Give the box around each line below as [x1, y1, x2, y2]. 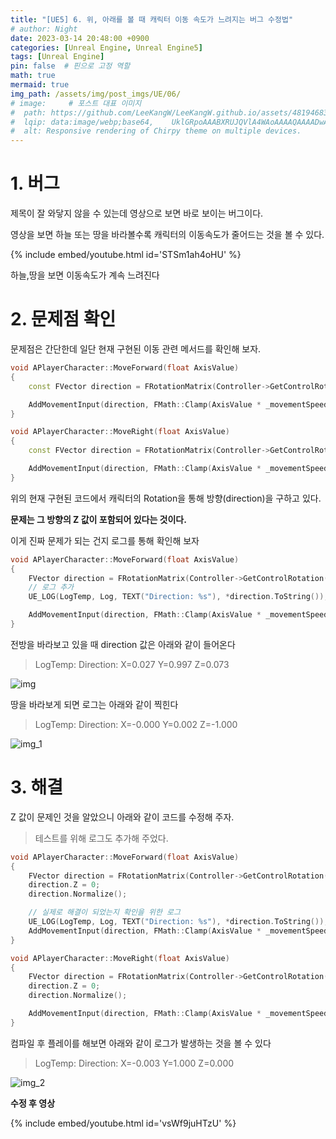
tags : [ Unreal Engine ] [10, 52, 105, 62]
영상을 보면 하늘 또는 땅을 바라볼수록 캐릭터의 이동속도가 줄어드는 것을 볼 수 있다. [10, 229, 325, 241]
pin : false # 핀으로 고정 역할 [10, 61, 131, 71]
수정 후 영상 [10, 1097, 56, 1109]
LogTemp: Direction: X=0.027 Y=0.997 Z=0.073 [34, 658, 230, 670]
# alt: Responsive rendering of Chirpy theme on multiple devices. [10, 126, 302, 136]
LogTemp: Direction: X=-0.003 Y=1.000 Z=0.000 [34, 1057, 235, 1069]
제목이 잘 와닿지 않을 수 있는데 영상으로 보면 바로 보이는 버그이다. [10, 207, 264, 220]
